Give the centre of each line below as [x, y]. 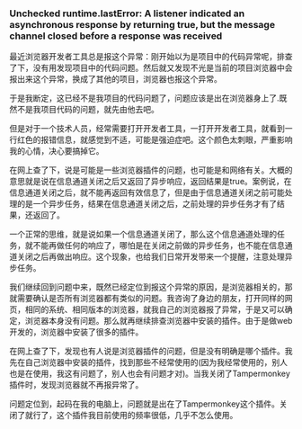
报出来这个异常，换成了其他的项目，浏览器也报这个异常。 [115, 79]
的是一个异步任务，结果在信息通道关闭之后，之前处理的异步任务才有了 [147, 204]
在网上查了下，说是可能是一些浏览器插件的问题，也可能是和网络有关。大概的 [151, 170]
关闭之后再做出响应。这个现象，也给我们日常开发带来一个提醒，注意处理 [151, 257]
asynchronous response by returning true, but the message [142, 24]
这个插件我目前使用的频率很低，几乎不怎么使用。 [147, 416]
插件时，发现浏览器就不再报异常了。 [76, 385]
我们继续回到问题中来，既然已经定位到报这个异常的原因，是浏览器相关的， [147, 287]
